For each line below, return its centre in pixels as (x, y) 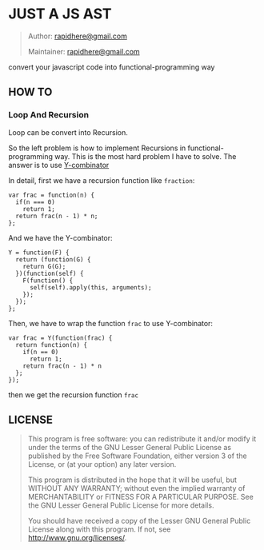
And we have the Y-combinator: (61, 237)
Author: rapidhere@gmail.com (78, 36)
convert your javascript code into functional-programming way (112, 67)
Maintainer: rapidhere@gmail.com (84, 51)
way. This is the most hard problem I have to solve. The (146, 156)
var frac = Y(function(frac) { (60, 338)
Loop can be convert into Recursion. (68, 132)
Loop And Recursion (49, 115)
